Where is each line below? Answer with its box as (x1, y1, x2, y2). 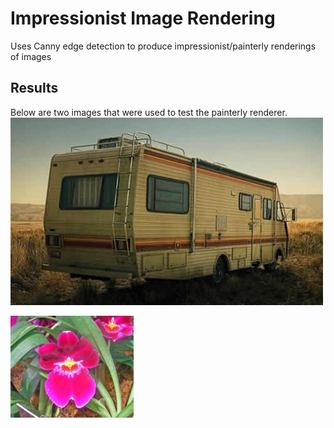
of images (10, 50, 52, 62)
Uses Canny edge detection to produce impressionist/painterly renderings (10, 40, 317, 52)
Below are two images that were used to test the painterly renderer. (10, 106, 288, 118)
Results (10, 80, 59, 97)
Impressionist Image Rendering (10, 7, 276, 30)
